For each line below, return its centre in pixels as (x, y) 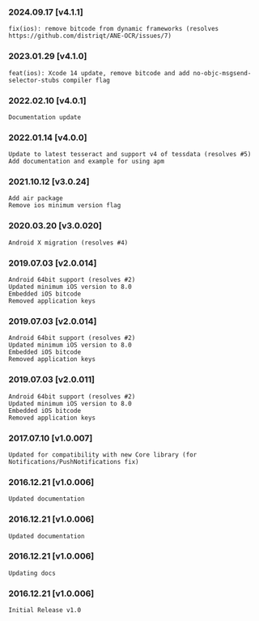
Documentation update (45, 117)
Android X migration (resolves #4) (68, 242)
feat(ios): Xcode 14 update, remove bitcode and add (99, 73)
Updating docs (32, 573)
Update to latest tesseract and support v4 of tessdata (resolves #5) (130, 155)
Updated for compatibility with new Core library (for (103, 455)
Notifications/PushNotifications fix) (74, 461)
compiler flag (87, 80)
